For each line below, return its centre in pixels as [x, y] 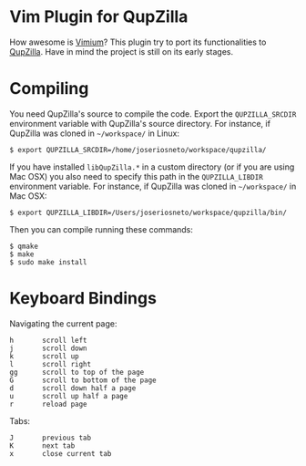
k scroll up [44, 356]
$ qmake [24, 246]
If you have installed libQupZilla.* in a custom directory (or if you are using [152, 167]
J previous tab [51, 438]
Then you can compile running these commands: [102, 229]
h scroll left [49, 340]
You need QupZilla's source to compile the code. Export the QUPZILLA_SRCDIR [153, 114]
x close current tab [61, 453]
